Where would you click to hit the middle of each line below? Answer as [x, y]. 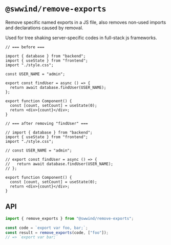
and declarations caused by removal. [44, 28]
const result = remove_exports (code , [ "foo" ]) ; [57, 233]
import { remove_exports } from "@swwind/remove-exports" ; [70, 218]
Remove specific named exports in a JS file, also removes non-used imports [86, 22]
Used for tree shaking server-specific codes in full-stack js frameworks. [81, 37]
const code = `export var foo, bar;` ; [47, 228]
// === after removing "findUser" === [47, 123]
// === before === [25, 47]
